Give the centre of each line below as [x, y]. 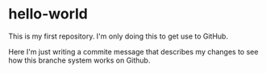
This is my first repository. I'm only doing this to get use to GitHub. [118, 36]
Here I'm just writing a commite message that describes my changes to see [133, 51]
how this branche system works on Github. [79, 60]
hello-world [48, 14]
